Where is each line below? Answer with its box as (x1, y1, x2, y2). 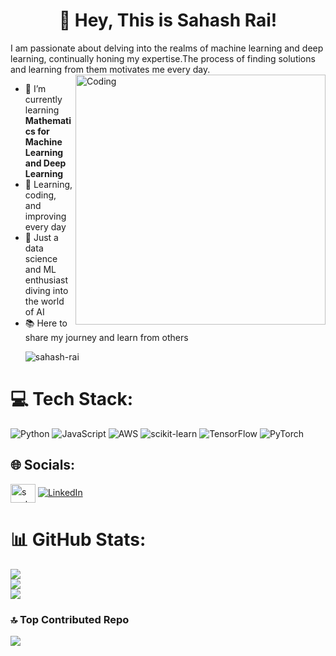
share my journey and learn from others (24, 331, 189, 343)
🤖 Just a (24, 231, 59, 243)
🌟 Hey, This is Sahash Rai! (58, 9, 278, 32)
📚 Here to (24, 317, 68, 329)
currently (24, 93, 63, 105)
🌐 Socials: (10, 457, 76, 474)
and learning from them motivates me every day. (10, 63, 211, 75)
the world (24, 295, 65, 307)
